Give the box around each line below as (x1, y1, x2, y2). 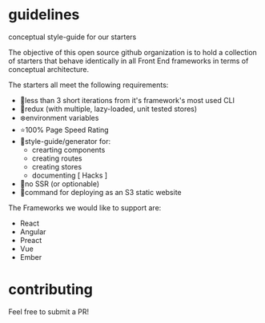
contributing (8, 281, 94, 299)
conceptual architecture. (8, 64, 90, 74)
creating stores (31, 161, 82, 171)
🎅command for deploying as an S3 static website (19, 187, 182, 197)
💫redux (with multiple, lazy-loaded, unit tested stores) (19, 104, 198, 114)
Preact (19, 235, 42, 245)
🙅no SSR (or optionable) (19, 178, 100, 189)
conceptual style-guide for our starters (8, 32, 137, 42)
